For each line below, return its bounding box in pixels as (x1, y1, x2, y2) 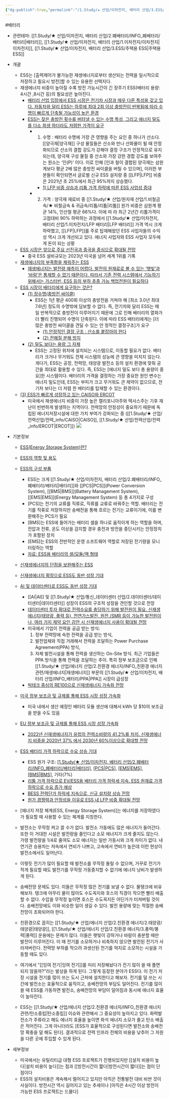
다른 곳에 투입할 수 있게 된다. (25, 1035, 82, 1042)
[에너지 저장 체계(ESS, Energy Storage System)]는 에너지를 (20, 807, 139, 813)
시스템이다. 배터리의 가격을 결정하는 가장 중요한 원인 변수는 (46, 373, 162, 379)
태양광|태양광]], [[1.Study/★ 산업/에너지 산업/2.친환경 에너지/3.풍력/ (20, 926, 155, 932)
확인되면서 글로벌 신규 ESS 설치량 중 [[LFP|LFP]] (56, 172, 152, 178)
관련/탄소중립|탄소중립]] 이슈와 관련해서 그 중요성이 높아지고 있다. (20, 1010, 149, 1016)
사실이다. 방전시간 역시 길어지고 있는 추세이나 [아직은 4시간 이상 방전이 (20, 1082, 159, 1088)
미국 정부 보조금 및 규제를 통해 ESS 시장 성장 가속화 (20, 693, 121, 699)
